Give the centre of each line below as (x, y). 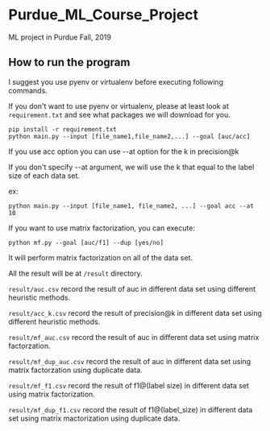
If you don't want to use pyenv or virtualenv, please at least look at (119, 106)
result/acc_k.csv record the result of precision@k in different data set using (135, 313)
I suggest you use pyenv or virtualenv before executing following (116, 81)
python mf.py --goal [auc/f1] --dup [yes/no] (86, 242)
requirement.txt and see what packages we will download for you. (120, 114)
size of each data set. (44, 176)
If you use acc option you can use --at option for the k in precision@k (124, 151)
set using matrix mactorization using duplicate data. (94, 418)
